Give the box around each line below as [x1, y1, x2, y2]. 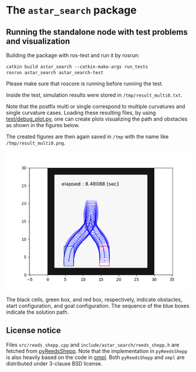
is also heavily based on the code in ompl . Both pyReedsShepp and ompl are [6, 354, 185, 361]
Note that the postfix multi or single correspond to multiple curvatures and [6, 103, 185, 109]
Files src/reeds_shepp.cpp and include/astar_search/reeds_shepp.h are [6, 341, 180, 348]
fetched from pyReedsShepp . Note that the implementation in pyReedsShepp [6, 347, 188, 354]
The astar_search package [6, 4, 137, 17]
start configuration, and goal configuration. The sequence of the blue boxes [6, 303, 190, 309]
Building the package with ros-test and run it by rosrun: [6, 52, 140, 59]
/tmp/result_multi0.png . [6, 139, 66, 146]
